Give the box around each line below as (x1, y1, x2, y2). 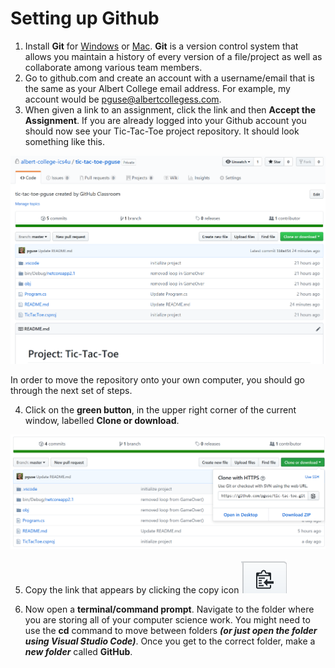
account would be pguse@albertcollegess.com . (24, 93, 222, 105)
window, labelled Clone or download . (24, 415, 180, 427)
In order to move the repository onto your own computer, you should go (10, 374, 305, 386)
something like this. (24, 135, 105, 147)
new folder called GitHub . (24, 646, 133, 658)
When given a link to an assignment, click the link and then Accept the (24, 103, 316, 116)
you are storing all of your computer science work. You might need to (24, 614, 311, 626)
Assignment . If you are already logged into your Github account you (24, 114, 307, 126)
